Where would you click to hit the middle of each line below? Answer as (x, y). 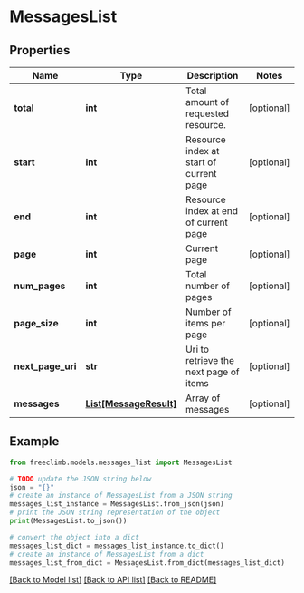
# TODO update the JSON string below (81, 479)
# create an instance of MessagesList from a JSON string (121, 496)
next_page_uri (45, 366)
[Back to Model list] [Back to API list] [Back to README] (113, 580)
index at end (211, 211)
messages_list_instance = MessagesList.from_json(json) (117, 504)
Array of (203, 398)
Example (34, 442)
